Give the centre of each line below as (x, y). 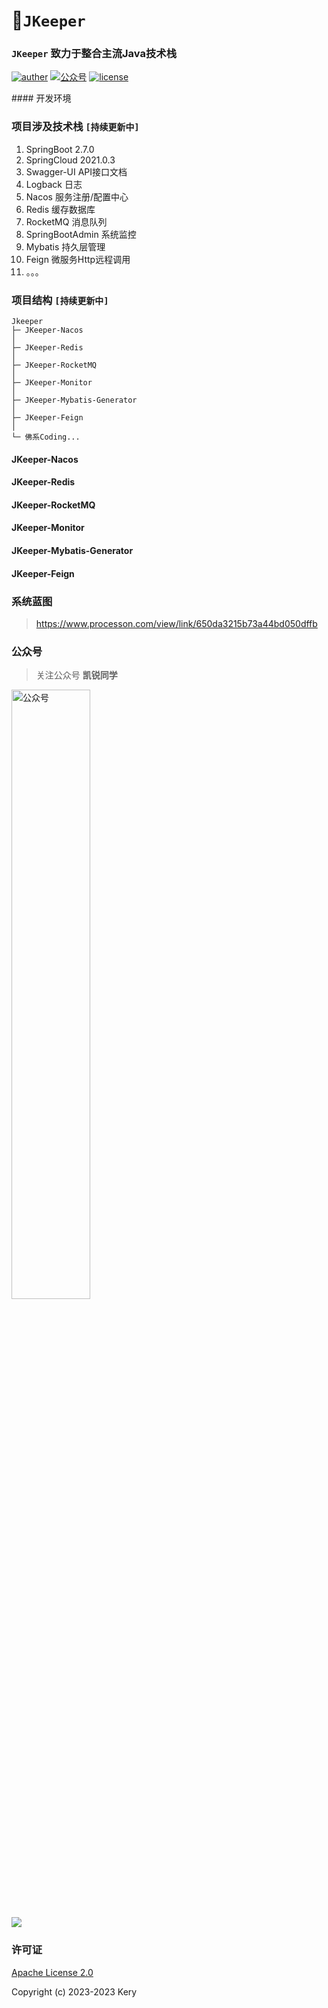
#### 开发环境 (41, 98)
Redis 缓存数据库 (60, 209)
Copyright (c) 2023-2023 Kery (74, 1991)
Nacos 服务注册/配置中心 (77, 196)
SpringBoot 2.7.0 (60, 149)
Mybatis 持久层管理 (65, 246)
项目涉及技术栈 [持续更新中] (75, 127)
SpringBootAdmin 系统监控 (81, 234)
